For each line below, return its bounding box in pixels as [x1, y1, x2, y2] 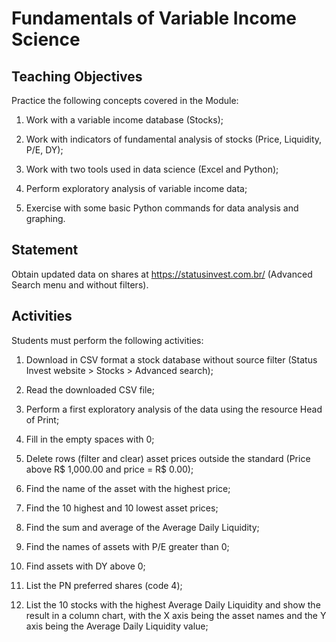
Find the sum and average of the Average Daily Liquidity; [25, 521, 260, 533]
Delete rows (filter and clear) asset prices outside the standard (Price [25, 452, 311, 464]
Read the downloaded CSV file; [25, 383, 155, 396]
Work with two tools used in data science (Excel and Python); [25, 163, 279, 175]
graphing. [25, 213, 66, 224]
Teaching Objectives [11, 68, 143, 85]
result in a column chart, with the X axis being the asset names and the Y [25, 609, 327, 621]
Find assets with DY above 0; [25, 560, 146, 572]
